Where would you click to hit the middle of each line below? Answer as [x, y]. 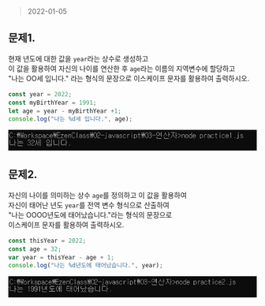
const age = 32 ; [35, 249]
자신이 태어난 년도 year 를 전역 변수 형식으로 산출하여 [89, 205]
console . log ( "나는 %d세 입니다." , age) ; [70, 119]
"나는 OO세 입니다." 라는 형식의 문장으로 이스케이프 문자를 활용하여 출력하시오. [129, 78]
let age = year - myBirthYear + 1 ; [65, 111]
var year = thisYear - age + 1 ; [61, 257]
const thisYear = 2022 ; [47, 241]
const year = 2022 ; [40, 94]
